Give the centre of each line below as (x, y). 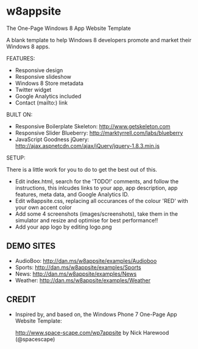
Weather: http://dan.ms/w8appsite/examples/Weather (83, 280)
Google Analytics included (48, 96)
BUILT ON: (19, 114)
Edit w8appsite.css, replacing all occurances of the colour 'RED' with (102, 200)
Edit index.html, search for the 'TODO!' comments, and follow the (97, 181)
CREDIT (21, 300)
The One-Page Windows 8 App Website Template (69, 28)
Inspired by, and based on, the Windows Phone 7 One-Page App (96, 314)
